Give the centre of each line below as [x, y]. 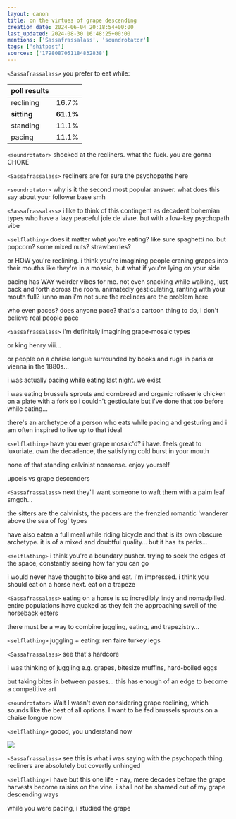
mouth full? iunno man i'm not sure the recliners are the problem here [108, 297]
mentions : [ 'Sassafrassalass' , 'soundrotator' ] [79, 40]
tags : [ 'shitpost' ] [36, 47]
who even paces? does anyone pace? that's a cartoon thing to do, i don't [113, 310]
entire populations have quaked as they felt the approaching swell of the [112, 605]
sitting [22, 114]
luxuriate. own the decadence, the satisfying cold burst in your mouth [108, 451]
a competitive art [32, 688]
